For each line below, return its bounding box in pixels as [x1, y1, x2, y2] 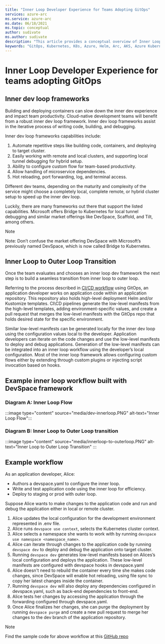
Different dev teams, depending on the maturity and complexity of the [5, 183, 146, 189]
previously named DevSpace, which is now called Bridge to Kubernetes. [5, 243, 151, 249]
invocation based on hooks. [5, 362, 61, 368]
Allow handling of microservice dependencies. [12, 168, 107, 174]
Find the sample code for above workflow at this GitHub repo [5, 634, 129, 640]
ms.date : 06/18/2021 [5, 21, 48, 26]
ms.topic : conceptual [5, 26, 50, 30]
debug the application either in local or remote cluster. [5, 506, 115, 512]
